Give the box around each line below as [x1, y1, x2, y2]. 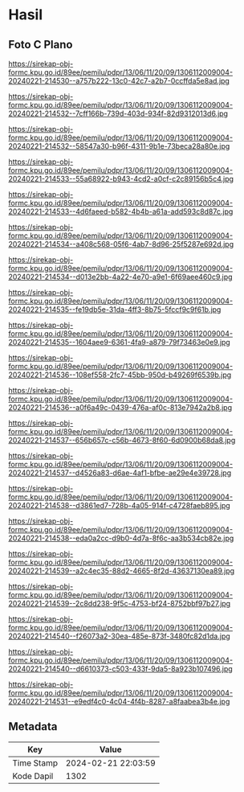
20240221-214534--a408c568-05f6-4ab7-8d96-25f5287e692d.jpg [8, 240, 234, 248]
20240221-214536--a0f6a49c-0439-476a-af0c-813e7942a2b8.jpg [8, 403, 233, 412]
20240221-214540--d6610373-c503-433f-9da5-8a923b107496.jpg [8, 664, 233, 673]
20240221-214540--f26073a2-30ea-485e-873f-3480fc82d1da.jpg [8, 631, 230, 641]
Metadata [8, 720, 58, 733]
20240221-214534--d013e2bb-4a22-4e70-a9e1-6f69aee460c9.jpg [8, 272, 233, 281]
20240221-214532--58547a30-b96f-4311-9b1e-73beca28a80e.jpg [8, 142, 230, 150]
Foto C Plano [8, 38, 73, 51]
